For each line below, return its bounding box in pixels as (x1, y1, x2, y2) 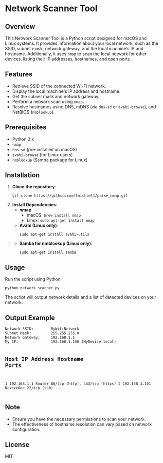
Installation (5, 171, 40, 180)
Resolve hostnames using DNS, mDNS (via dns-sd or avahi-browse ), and (12, 103, 156, 110)
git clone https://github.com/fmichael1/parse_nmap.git (12, 193, 128, 198)
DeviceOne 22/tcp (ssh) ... (5, 385, 62, 390)
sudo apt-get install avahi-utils (19, 232, 90, 237)
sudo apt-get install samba (19, 250, 76, 255)
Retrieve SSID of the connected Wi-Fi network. (12, 83, 106, 89)
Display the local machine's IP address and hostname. (12, 88, 121, 94)
